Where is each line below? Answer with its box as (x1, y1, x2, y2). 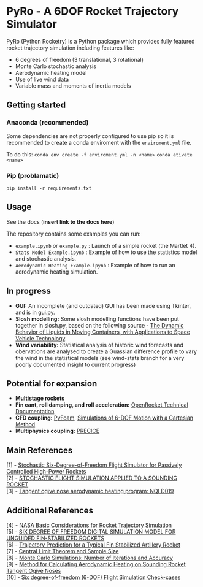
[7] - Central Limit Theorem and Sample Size (6, 547, 119, 554)
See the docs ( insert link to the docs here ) (6, 218, 115, 225)
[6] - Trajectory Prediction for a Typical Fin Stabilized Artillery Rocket (6, 541, 181, 548)
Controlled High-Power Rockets (6, 468, 86, 475)
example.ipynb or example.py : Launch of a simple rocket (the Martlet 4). (15, 242, 197, 249)
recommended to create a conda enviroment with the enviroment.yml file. (6, 139, 192, 146)
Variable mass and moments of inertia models (15, 82, 131, 90)
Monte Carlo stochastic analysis (15, 63, 97, 70)
